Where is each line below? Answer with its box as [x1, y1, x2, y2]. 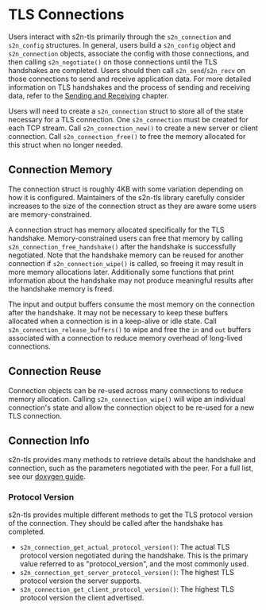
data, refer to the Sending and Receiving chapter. [8, 91, 169, 100]
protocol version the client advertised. [19, 593, 145, 602]
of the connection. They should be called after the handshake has [8, 518, 224, 527]
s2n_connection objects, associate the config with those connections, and [8, 48, 249, 58]
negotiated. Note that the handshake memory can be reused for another [8, 250, 245, 260]
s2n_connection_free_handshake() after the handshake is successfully [8, 241, 237, 251]
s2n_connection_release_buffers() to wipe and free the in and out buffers [8, 324, 252, 334]
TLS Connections [8, 6, 125, 24]
